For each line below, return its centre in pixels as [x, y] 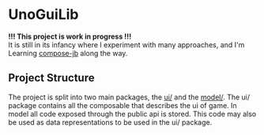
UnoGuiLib [43, 15]
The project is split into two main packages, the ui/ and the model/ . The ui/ [129, 97]
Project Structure [51, 78]
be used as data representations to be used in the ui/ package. [110, 122]
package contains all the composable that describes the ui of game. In [123, 105]
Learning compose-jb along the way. [68, 53]
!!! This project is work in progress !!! [70, 36]
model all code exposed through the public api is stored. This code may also [132, 114]
